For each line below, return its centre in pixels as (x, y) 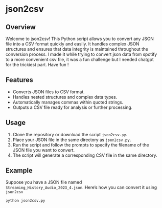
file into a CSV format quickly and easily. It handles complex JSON (72, 44)
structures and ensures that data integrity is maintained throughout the (77, 49)
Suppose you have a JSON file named (44, 182)
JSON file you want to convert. (44, 150)
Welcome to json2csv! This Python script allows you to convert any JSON (80, 39)
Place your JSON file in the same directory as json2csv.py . (72, 140)
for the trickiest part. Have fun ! (37, 65)
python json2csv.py (25, 201)
